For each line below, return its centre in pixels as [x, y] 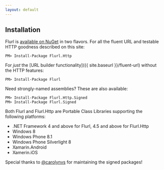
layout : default [22, 10]
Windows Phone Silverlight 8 [42, 142]
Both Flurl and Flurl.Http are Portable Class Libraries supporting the [74, 112]
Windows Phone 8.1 [32, 137]
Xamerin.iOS [25, 153]
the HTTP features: [25, 70]
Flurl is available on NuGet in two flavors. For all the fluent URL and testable [82, 42]
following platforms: [26, 116]
